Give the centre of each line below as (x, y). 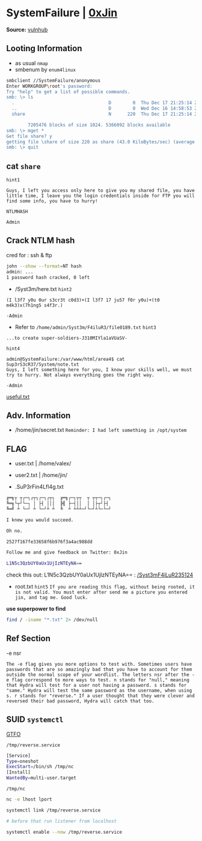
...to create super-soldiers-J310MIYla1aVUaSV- (67, 338)
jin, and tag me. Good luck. (51, 598)
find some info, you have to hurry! (52, 201)
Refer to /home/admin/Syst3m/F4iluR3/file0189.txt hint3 (85, 327)
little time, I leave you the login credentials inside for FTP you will (101, 196)
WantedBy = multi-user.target (41, 778)
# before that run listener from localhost (62, 821)
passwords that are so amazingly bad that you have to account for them (99, 669)
